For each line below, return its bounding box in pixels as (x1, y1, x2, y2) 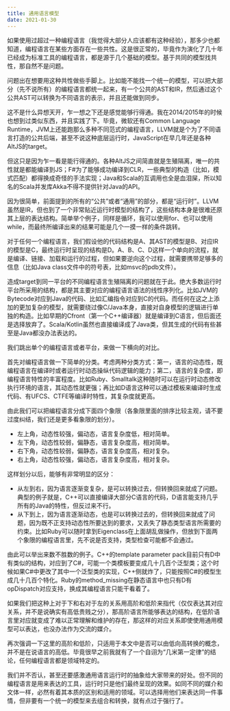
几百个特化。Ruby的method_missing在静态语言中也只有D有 (25, 576, 192, 584)
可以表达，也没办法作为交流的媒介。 (12, 624, 115, 633)
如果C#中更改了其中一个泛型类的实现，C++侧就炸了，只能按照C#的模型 (12, 567, 216, 576)
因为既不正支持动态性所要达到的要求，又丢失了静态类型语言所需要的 (29, 518, 221, 527)
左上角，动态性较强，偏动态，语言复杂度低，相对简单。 (16, 429, 173, 438)
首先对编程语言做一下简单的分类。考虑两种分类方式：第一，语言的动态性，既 (7, 357, 223, 366)
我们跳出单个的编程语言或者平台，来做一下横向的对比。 (7, 343, 163, 351)
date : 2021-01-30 (7, 16, 57, 23)
